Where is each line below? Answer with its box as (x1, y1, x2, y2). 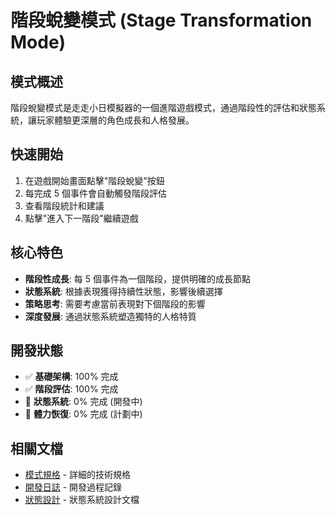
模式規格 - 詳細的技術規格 (24, 469, 132, 481)
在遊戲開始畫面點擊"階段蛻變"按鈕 (24, 174, 165, 186)
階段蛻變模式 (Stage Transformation (10, 9, 313, 32)
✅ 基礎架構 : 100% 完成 (24, 371, 119, 383)
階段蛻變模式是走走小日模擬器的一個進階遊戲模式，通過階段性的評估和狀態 (10, 102, 317, 113)
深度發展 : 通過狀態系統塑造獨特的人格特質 (24, 310, 197, 322)
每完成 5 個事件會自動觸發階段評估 (24, 187, 167, 199)
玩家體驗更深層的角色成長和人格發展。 (36, 114, 195, 126)
